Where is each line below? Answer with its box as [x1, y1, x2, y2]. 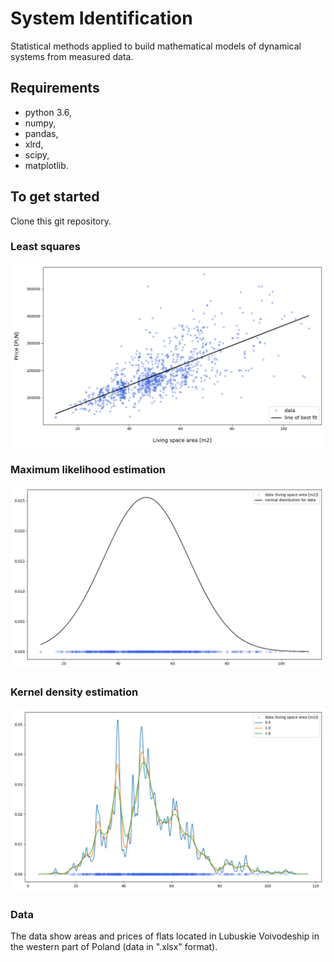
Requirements [10, 80, 100, 97]
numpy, [24, 117, 57, 129]
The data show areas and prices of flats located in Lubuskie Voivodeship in [10, 930, 320, 942]
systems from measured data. [10, 50, 134, 62]
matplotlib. [24, 159, 69, 171]
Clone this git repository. [10, 215, 112, 227]
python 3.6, [24, 106, 72, 118]
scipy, [24, 148, 50, 161]
